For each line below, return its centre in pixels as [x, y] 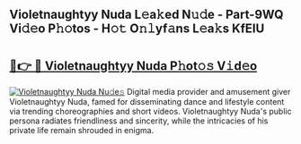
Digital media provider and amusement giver [209, 92]
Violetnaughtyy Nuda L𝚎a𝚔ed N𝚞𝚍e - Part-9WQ [146, 15]
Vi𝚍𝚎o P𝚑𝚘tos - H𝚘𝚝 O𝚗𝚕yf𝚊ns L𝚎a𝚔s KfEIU [137, 29]
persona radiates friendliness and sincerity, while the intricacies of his [139, 121]
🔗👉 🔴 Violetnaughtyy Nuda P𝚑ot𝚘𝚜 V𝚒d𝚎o [133, 66]
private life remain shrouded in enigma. [82, 130]
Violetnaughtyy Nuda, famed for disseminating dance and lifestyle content [147, 102]
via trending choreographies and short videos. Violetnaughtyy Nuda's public [150, 111]
